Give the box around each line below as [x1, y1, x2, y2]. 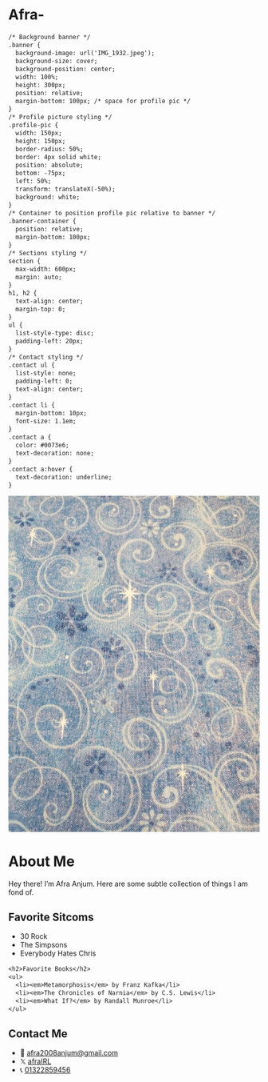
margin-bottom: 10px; [15, 409, 88, 417]
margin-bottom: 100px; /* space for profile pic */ [15, 97, 191, 105]
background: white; [15, 193, 81, 201]
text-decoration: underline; [15, 473, 112, 481]
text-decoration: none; [15, 449, 94, 457]
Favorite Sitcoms [8, 911, 94, 924]
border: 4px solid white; [15, 153, 102, 161]
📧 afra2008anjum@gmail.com [19, 1048, 118, 1058]
